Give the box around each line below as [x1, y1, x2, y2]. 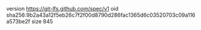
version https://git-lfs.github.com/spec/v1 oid [6, 5, 119, 12]
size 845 [31, 18, 53, 25]
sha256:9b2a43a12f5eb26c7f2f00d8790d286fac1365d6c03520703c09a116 [6, 11, 196, 19]
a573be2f [6, 18, 30, 25]
